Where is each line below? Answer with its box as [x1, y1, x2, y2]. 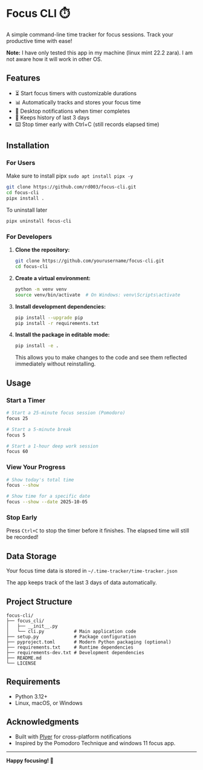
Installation [6, 141, 50, 151]
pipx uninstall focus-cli [6, 218, 71, 224]
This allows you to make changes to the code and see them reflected [14, 354, 187, 361]
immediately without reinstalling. [14, 360, 96, 367]
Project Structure [6, 597, 72, 607]
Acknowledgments [6, 717, 80, 727]
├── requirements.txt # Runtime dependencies [6, 644, 134, 651]
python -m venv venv [14, 286, 67, 292]
